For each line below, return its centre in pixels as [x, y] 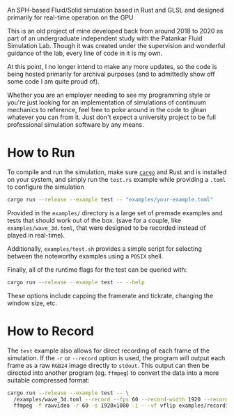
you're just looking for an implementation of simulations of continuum [107, 102]
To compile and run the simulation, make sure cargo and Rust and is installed [117, 172]
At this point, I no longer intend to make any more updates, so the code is [112, 67]
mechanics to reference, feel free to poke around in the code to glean [107, 110]
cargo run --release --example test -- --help [76, 282]
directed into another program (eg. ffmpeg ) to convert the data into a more [113, 373]
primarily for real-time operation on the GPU [70, 17]
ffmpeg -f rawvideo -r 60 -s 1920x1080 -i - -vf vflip [95, 406]
